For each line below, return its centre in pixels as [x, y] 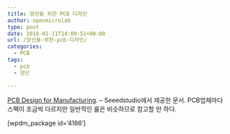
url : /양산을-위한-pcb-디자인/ [47, 40]
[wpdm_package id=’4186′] [47, 123]
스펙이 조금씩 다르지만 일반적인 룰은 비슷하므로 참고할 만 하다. [92, 109]
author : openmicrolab [39, 20]
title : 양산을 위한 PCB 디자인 [47, 14]
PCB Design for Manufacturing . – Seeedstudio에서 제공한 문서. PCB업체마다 [115, 100]
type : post [23, 27]
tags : [15, 60]
